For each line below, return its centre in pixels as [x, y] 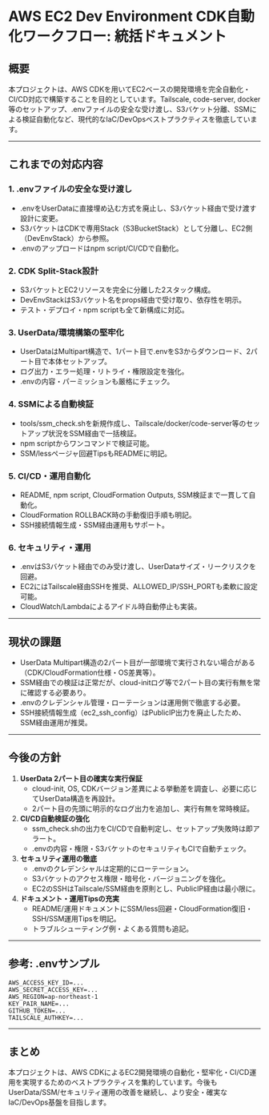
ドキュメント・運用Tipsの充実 [70, 898]
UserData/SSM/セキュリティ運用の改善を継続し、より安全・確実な [118, 1093]
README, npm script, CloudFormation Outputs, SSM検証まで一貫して [134, 495]
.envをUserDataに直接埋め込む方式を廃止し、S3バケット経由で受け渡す [138, 208]
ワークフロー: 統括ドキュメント [124, 36]
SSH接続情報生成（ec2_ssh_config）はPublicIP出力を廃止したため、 [132, 712]
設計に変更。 [41, 218]
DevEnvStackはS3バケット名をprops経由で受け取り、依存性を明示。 [133, 299]
